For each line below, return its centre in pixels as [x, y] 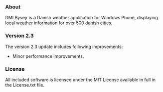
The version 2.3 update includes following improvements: [64, 46]
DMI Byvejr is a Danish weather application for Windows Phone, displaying [81, 18]
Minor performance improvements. [48, 56]
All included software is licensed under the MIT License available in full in [81, 80]
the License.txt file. [25, 85]
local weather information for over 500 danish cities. [59, 23]
